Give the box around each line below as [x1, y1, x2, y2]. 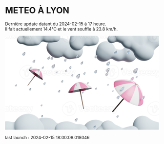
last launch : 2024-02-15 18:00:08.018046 [5, 135, 90, 141]
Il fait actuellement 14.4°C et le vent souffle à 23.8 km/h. [5, 26, 118, 32]
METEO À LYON [5, 5, 70, 16]
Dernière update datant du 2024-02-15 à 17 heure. [5, 21, 106, 27]
